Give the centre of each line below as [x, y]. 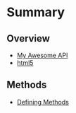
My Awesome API [42, 55]
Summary [36, 12]
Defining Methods [43, 102]
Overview [28, 38]
